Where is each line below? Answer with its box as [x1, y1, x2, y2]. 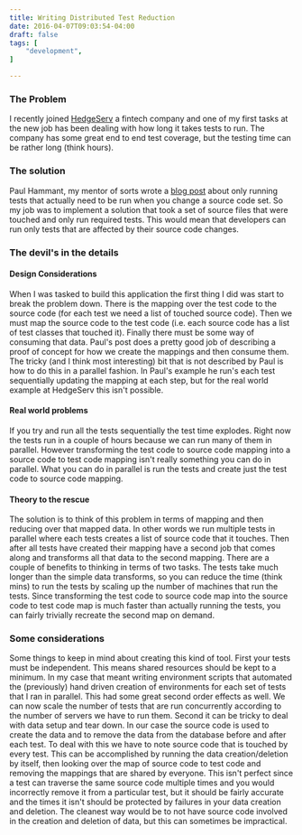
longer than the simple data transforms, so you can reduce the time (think [9, 571, 283, 582]
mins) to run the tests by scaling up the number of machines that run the [9, 581, 279, 592]
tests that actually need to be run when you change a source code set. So [9, 195, 284, 206]
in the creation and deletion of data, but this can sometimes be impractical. [9, 816, 288, 827]
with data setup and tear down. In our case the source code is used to [9, 719, 270, 731]
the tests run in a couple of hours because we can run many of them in [9, 434, 272, 445]
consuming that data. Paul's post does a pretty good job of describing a [9, 336, 277, 348]
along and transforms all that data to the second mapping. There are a [9, 552, 270, 563]
